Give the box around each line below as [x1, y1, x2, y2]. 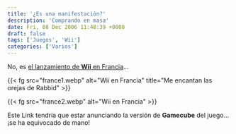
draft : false [7, 30, 46, 37]
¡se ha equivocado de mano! [7, 118, 91, 127]
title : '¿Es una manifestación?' [7, 10, 106, 18]
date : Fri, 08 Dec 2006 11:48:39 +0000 [7, 23, 125, 30]
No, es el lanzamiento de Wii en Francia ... [7, 63, 129, 71]
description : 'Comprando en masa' [7, 17, 110, 24]
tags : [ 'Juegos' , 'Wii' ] [7, 37, 81, 44]
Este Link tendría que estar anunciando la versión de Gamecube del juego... [7, 111, 229, 119]
